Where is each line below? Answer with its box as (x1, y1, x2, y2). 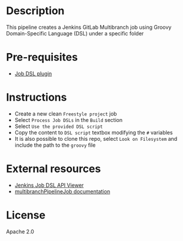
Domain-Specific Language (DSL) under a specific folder (6, 29, 144, 37)
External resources (6, 162, 101, 175)
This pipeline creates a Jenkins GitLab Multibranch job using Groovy (6, 24, 172, 31)
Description (6, 4, 65, 18)
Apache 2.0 (6, 228, 34, 235)
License (6, 208, 46, 222)
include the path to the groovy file (14, 141, 96, 148)
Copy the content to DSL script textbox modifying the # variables (14, 128, 173, 136)
